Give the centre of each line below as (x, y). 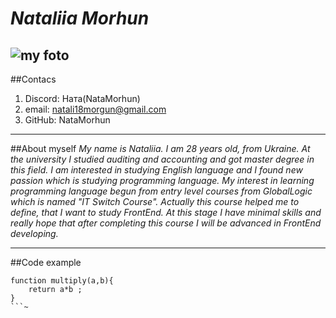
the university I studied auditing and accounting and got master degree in (162, 159)
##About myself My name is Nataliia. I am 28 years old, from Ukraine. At (160, 148)
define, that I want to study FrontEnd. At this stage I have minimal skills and (166, 212)
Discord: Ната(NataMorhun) (82, 98)
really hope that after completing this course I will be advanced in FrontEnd (166, 223)
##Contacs (33, 79)
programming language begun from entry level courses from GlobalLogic (161, 191)
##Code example (46, 262)
